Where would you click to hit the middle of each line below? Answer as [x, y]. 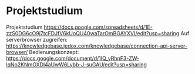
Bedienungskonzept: [54, 52]
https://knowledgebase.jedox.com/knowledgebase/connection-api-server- [97, 46]
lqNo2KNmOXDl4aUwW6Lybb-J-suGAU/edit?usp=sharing [76, 64]
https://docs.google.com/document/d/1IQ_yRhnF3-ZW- [73, 58]
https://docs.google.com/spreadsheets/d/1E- [98, 27]
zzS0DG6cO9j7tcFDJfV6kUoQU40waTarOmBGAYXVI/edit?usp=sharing [93, 33]
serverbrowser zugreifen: [37, 39]
